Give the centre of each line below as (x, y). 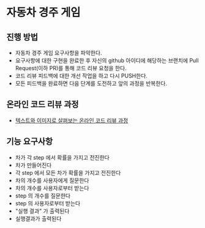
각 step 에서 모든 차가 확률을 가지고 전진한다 (68, 172)
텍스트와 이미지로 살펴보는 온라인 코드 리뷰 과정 (72, 120)
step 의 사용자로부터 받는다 (48, 203)
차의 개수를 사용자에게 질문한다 (52, 180)
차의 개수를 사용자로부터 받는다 (52, 188)
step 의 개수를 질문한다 (43, 196)
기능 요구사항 (30, 142)
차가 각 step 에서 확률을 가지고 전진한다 (62, 157)
